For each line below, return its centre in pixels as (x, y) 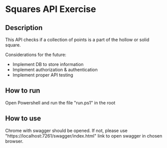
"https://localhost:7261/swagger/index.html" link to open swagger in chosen (84, 135)
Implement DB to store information (48, 64)
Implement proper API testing (43, 75)
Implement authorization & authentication (55, 69)
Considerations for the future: (36, 54)
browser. (14, 141)
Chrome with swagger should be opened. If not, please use (66, 130)
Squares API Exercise (51, 9)
